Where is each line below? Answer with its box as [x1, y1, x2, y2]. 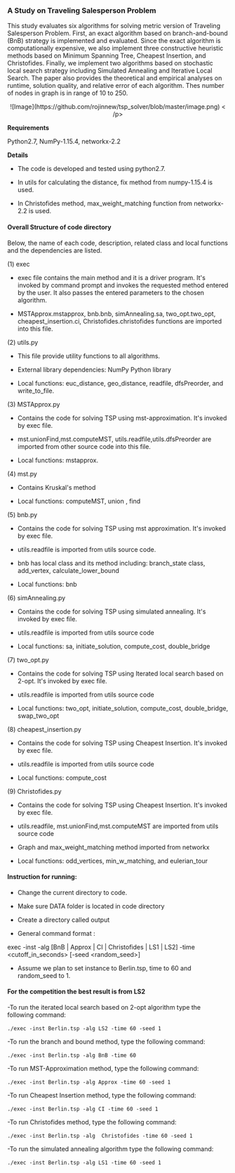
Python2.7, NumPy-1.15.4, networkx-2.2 [7, 137, 121, 146]
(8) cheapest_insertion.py [7, 725, 82, 733]
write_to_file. [17, 386, 55, 395]
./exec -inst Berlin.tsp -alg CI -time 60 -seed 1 [7, 1105, 159, 1112]
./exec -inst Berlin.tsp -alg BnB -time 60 [7, 1051, 137, 1059]
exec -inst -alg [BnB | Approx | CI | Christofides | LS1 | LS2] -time [7, 942, 195, 951]
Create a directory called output [17, 915, 110, 924]
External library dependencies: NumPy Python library [17, 365, 172, 374]
